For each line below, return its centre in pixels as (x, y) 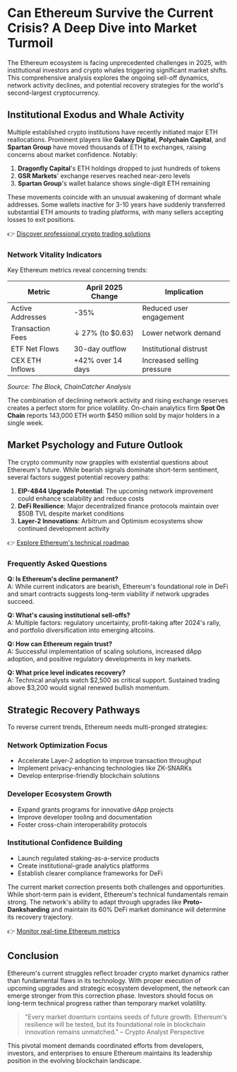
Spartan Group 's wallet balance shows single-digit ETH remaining (114, 183)
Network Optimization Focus (57, 745)
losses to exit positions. (42, 219)
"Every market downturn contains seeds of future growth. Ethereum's (126, 1017)
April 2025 (104, 288)
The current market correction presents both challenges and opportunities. (116, 887)
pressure (157, 369)
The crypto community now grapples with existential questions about (108, 462)
